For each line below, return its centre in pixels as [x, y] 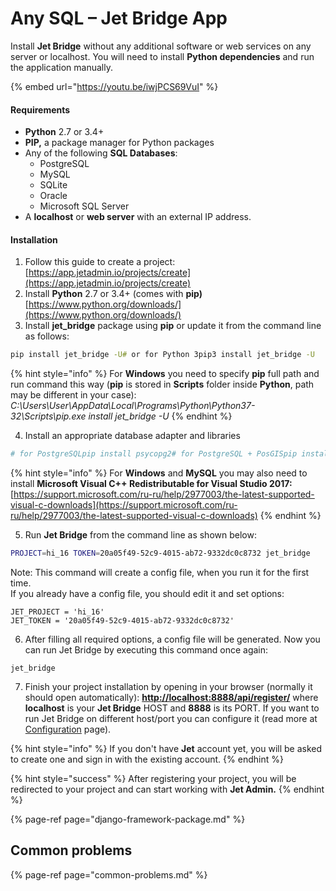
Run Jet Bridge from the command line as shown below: [140, 535]
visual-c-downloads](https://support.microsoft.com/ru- [124, 505]
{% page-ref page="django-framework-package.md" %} [128, 819]
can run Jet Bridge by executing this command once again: [146, 649]
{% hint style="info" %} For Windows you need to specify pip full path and [165, 374]
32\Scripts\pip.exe [48, 416]
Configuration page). [68, 729]
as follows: [47, 336]
